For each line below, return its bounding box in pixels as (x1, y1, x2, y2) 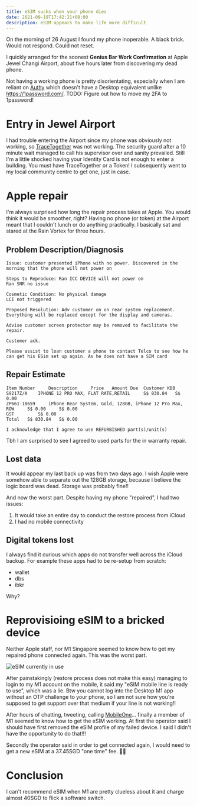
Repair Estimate (6, 369, 66, 379)
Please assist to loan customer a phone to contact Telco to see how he (6, 349, 189, 354)
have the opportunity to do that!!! (6, 730, 87, 737)
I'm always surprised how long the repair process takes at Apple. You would (6, 208, 191, 216)
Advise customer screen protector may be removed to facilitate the (6, 323, 178, 328)
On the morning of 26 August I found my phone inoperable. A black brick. (6, 36, 185, 43)
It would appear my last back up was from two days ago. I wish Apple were (6, 470, 189, 477)
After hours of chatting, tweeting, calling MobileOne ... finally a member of (6, 711, 185, 718)
